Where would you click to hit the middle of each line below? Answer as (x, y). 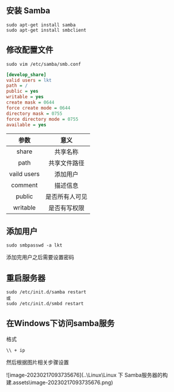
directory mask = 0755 (34, 113)
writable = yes (25, 97)
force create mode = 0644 (38, 108)
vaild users (24, 174)
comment (24, 186)
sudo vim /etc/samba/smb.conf (44, 64)
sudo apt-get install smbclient (46, 30)
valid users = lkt (29, 80)
